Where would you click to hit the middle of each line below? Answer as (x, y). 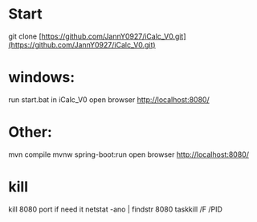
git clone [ (25, 36)
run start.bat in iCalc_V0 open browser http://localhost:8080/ (109, 99)
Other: (30, 132)
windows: (42, 78)
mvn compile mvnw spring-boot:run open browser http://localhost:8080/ (128, 154)
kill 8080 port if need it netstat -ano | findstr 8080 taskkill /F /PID (115, 209)
